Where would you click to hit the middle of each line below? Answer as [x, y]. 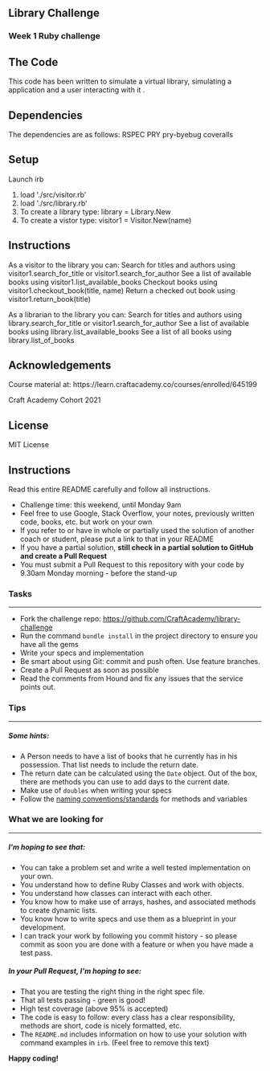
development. [43, 927]
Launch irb [26, 179]
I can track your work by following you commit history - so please [129, 935]
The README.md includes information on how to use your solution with [133, 1034]
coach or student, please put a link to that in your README [117, 539]
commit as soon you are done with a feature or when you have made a [137, 944]
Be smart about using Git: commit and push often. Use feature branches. [140, 662]
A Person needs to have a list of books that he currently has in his [129, 756]
